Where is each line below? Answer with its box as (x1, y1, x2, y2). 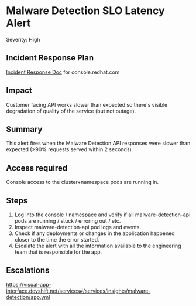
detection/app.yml (6, 293, 50, 300)
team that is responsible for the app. (14, 249, 102, 256)
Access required (6, 163, 68, 173)
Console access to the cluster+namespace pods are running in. (6, 179, 159, 186)
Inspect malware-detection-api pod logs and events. (14, 224, 142, 230)
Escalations (6, 266, 50, 276)
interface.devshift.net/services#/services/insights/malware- (6, 287, 151, 294)
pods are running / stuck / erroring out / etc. (14, 217, 121, 224)
